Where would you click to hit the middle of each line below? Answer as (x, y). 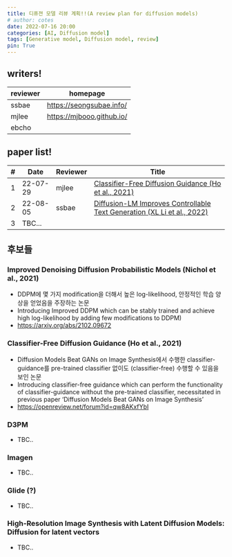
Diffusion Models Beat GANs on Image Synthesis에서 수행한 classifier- (116, 359)
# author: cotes (30, 20)
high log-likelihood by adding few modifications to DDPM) (99, 318)
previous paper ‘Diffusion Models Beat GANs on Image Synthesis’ (110, 399)
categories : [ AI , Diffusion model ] (58, 33)
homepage (87, 93)
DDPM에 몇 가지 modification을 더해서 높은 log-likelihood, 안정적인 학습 (115, 294)
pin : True (21, 46)
